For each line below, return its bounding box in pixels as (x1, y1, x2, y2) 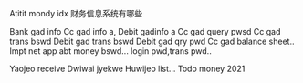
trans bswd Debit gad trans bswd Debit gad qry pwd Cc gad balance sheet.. (9, 36, 295, 47)
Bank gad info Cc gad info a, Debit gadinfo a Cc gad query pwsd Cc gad (9, 26, 281, 36)
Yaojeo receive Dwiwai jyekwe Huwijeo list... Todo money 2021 (9, 63, 246, 74)
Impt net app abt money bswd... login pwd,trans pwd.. (9, 46, 212, 57)
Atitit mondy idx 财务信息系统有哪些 (9, 8, 143, 18)
